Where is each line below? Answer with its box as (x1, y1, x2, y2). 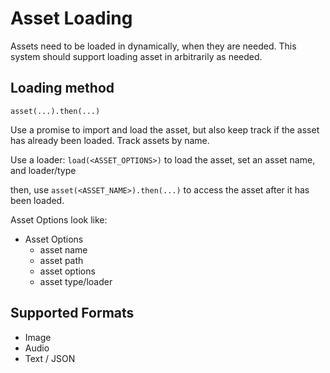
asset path (39, 254, 84, 266)
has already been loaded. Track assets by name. (10, 134, 210, 146)
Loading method (10, 80, 115, 97)
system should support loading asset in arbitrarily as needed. (10, 50, 263, 62)
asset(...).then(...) (10, 106, 101, 116)
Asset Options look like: (10, 213, 108, 226)
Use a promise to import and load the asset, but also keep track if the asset (10, 123, 320, 136)
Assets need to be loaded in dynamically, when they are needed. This (10, 40, 297, 52)
